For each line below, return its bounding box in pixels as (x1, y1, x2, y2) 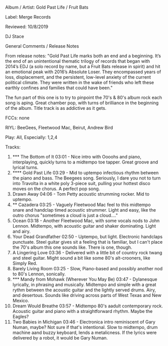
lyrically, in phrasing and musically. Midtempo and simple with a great (12, 282, 156, 287)
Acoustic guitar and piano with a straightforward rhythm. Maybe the (12, 308, 153, 314)
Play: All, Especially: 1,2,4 (5, 134, 58, 140)
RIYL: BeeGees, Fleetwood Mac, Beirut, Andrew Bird (5, 125, 113, 130)
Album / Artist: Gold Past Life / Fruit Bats (5, 5, 89, 10)
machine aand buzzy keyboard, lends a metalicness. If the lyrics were (12, 329, 157, 335)
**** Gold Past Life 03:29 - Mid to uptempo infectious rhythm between (12, 170, 159, 176)
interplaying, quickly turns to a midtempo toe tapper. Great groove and (12, 159, 158, 165)
